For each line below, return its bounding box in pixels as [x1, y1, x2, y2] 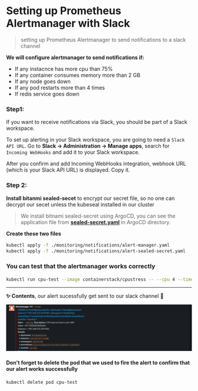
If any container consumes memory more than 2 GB [14, 71, 140, 78]
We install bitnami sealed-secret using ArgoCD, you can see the [20, 212, 176, 219]
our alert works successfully [6, 366, 78, 373]
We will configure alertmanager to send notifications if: [6, 54, 144, 61]
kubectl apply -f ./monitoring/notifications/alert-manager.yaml [6, 242, 170, 248]
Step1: [6, 105, 25, 113]
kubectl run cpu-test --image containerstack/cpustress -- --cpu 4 [6, 276, 176, 282]
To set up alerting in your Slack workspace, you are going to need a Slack [6, 136, 185, 143]
